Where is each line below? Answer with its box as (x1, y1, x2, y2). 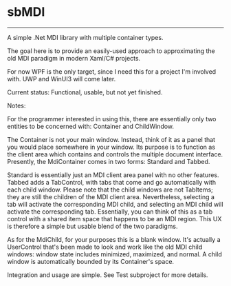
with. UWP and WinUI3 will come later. (7, 74, 116, 83)
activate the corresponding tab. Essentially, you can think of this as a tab (7, 207, 213, 216)
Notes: (7, 101, 26, 110)
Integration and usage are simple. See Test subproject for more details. (7, 270, 208, 279)
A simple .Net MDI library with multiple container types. (7, 33, 164, 41)
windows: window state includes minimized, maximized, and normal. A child (7, 249, 222, 258)
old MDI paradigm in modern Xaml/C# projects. (7, 54, 141, 62)
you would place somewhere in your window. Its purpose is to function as (7, 143, 215, 151)
